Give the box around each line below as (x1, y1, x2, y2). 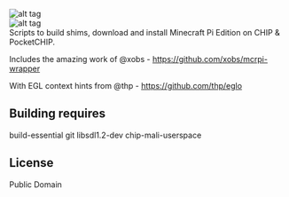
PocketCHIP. (9, 36, 56, 47)
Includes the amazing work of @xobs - (9, 54, 151, 64)
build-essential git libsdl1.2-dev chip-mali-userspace (9, 130, 202, 140)
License (9, 155, 54, 170)
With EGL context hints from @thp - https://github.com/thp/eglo (9, 81, 242, 91)
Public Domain (9, 178, 62, 190)
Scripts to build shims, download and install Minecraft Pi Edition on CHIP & (9, 28, 281, 37)
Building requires (9, 106, 106, 122)
